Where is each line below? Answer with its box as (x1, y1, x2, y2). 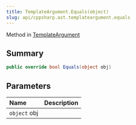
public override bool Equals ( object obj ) (6, 64, 112, 70)
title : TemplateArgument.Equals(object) (6, 8, 110, 15)
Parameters (6, 81, 51, 91)
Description (44, 99, 79, 107)
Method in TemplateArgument (6, 31, 80, 38)
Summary (6, 48, 44, 58)
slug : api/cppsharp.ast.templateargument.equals (6, 14, 131, 20)
